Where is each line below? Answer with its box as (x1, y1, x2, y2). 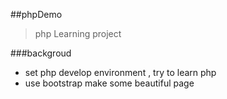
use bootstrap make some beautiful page (24, 77, 195, 89)
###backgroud (10, 47, 72, 59)
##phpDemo (10, 9, 63, 20)
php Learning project (34, 28, 122, 39)
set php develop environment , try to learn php (24, 67, 217, 78)
